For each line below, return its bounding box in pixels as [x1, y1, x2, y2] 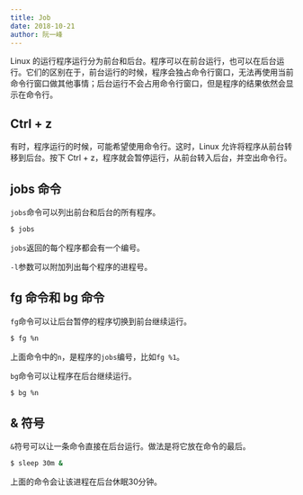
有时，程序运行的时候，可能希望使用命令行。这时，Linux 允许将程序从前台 [10, 141, 285, 152]
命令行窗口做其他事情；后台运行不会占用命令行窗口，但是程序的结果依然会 [10, 78, 286, 89]
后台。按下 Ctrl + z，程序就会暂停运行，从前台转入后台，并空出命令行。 [25, 152, 292, 163]
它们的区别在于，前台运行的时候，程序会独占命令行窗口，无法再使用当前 [25, 67, 294, 77]
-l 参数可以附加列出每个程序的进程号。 [10, 261, 153, 272]
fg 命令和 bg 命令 [10, 290, 105, 306]
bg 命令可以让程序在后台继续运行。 [10, 370, 138, 381]
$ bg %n [10, 388, 40, 397]
